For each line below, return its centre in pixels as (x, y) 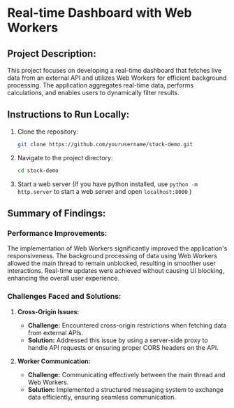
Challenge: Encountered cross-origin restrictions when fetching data (127, 325)
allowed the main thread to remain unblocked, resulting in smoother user (112, 263)
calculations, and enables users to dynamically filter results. (93, 93)
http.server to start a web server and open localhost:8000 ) (104, 191)
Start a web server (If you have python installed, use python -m (107, 184)
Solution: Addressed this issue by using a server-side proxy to (118, 340)
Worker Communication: (54, 361)
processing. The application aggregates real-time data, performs (101, 85)
